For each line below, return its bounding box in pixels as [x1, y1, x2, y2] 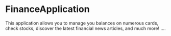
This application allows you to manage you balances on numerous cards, [5, 20, 159, 26]
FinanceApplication [5, 3, 90, 15]
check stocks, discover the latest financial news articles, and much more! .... [5, 25, 166, 31]
